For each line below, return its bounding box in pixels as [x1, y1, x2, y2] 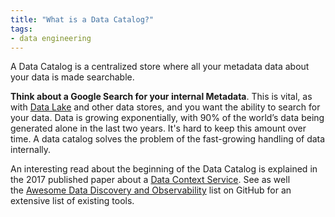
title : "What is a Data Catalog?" [10, 14, 155, 25]
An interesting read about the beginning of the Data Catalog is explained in [10, 163, 318, 175]
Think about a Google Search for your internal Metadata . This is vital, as [10, 91, 313, 103]
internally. [10, 144, 52, 156]
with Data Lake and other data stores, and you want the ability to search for [10, 101, 321, 113]
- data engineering [10, 33, 92, 43]
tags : [10, 24, 33, 34]
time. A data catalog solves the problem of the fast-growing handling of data [10, 133, 326, 145]
